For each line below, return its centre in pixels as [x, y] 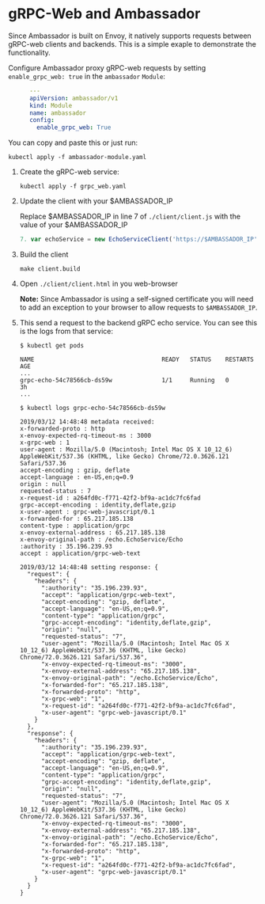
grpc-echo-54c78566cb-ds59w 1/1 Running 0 [124, 381]
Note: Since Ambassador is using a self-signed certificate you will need [136, 299]
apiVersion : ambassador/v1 [74, 98]
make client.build [50, 269]
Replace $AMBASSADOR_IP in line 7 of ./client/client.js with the [130, 217]
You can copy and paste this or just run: [73, 142]
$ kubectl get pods [52, 346]
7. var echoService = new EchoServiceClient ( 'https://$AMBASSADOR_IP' [138, 239]
